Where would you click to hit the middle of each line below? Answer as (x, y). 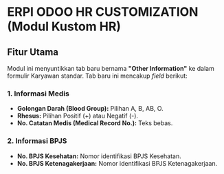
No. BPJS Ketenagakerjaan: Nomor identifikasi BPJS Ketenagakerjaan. (117, 163)
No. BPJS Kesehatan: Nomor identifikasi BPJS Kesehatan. (99, 156)
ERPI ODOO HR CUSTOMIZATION (103, 12)
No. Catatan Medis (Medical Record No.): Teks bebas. (95, 123)
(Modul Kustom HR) (64, 26)
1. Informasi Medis (38, 94)
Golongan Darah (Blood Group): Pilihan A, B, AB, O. (90, 109)
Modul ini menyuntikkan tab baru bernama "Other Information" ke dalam (111, 68)
